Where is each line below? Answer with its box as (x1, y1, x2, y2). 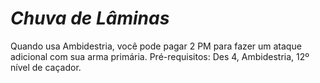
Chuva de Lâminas (10, 7, 170, 30)
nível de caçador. (10, 61, 82, 73)
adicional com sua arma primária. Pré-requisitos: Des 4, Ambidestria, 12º (10, 50, 310, 62)
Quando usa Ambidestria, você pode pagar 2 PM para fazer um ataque (10, 40, 302, 52)
